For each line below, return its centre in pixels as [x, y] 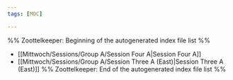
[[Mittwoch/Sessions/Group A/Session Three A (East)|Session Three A [120, 62]
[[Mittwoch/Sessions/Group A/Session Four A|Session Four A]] [109, 54]
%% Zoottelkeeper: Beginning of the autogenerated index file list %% [109, 40]
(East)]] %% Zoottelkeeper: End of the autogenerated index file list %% [122, 69]
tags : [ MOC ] [25, 14]
